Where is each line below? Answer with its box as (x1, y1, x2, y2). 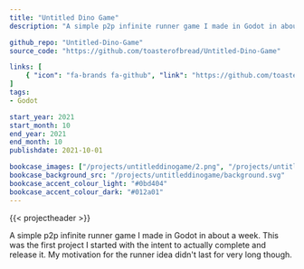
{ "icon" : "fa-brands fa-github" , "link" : (25, 71, 188, 80)
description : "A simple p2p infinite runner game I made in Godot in (9, 22, 278, 31)
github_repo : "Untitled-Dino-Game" (9, 38, 144, 47)
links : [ (9, 62, 43, 72)
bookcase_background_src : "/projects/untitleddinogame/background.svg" (9, 171, 285, 180)
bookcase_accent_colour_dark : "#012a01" (9, 187, 165, 197)
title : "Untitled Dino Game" (9, 13, 119, 23)
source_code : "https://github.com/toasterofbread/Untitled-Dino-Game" (9, 46, 281, 55)
